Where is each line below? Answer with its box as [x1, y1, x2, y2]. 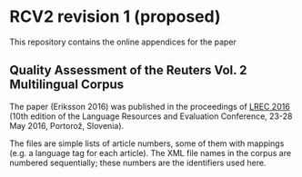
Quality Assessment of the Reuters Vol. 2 [9, 63, 247, 78]
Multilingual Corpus [9, 77, 125, 93]
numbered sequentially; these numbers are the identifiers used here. [9, 157, 267, 168]
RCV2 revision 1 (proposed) [9, 6, 221, 27]
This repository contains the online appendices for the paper [9, 36, 237, 47]
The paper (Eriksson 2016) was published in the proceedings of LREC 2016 [9, 101, 291, 112]
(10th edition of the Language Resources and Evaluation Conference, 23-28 [9, 111, 293, 122]
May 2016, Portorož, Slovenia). [9, 120, 125, 131]
